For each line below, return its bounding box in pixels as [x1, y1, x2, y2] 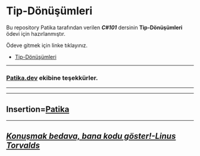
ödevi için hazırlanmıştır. [6, 30, 65, 37]
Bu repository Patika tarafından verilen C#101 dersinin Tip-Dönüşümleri [6, 24, 183, 31]
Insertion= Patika [6, 104, 70, 114]
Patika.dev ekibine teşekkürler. [6, 73, 98, 82]
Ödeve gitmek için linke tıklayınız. [6, 42, 88, 49]
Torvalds [6, 141, 40, 151]
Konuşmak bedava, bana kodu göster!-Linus [6, 131, 176, 141]
